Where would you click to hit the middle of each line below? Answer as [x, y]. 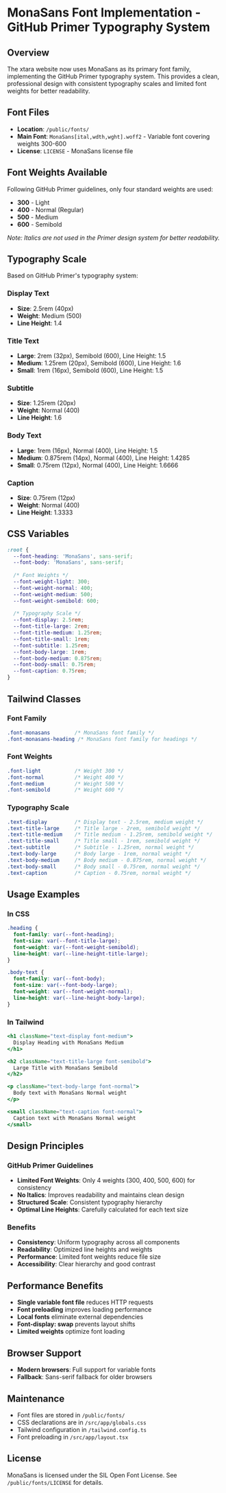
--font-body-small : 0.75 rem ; [55, 665]
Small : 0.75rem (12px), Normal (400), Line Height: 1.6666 [98, 465]
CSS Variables [38, 534]
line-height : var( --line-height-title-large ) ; [81, 954]
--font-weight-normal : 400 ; [53, 588]
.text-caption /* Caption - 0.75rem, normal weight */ [99, 873]
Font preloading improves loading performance [84, 1310]
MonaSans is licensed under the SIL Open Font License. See [92, 1475]
